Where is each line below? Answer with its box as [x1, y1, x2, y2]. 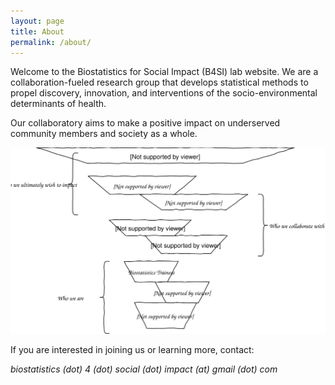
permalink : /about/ [10, 37, 92, 47]
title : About [10, 26, 65, 37]
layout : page [10, 16, 65, 26]
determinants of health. [10, 98, 107, 110]
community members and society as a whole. [10, 128, 198, 140]
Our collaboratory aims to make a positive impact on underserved [10, 117, 281, 129]
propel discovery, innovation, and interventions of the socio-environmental [10, 87, 318, 99]
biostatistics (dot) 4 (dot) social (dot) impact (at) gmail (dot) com [10, 363, 278, 375]
